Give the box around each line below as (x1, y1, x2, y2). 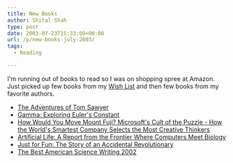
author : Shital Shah (7, 17, 68, 24)
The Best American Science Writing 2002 (17, 148, 137, 156)
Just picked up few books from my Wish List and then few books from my (7, 82, 220, 90)
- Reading (13, 50, 42, 57)
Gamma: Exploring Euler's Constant (17, 110, 120, 119)
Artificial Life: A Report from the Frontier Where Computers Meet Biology (17, 132, 227, 141)
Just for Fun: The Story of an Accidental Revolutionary (17, 140, 174, 148)
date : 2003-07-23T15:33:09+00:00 (7, 29, 105, 37)
